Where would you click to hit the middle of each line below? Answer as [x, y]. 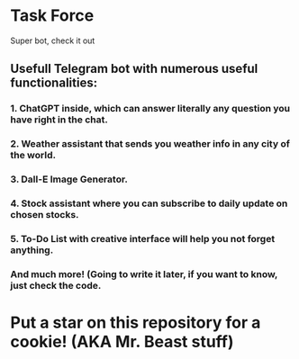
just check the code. [56, 285]
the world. [33, 156]
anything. [32, 250]
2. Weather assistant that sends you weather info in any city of [150, 144]
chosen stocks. [45, 215]
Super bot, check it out [53, 40]
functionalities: [54, 83]
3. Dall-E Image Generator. [69, 179]
